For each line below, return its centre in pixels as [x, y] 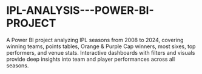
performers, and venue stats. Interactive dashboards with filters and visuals [101, 52]
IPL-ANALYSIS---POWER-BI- [80, 11]
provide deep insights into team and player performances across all [91, 59]
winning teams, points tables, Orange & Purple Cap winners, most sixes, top [101, 46]
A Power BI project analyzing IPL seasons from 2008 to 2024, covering [95, 40]
